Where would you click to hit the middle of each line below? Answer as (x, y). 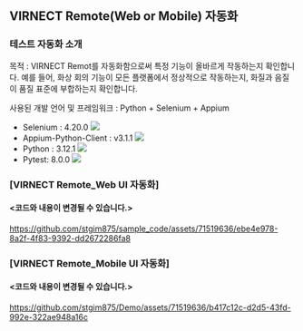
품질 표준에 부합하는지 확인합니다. (78, 88)
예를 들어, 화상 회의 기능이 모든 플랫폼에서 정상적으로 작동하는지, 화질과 (147, 77)
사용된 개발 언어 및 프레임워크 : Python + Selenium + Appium (119, 108)
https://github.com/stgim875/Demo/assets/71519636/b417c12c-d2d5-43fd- (151, 307)
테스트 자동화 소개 (46, 44)
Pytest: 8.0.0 (46, 159)
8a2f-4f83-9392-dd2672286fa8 (70, 238)
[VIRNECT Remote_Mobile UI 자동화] (90, 263)
